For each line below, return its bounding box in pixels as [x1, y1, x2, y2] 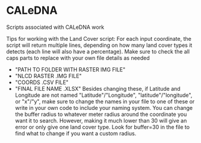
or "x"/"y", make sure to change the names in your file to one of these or [14, 97, 195, 105]
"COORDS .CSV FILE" [14, 79, 69, 86]
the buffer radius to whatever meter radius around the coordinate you [14, 111, 187, 118]
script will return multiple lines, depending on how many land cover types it [6, 41, 193, 49]
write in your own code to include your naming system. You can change [14, 104, 193, 111]
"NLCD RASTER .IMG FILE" [14, 72, 82, 79]
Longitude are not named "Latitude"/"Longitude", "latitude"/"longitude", [14, 91, 193, 99]
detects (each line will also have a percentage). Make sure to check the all [6, 47, 190, 55]
